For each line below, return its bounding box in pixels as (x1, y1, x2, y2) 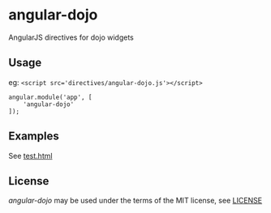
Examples (8, 130, 59, 143)
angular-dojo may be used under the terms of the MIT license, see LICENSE (8, 196, 263, 206)
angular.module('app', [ (8, 93, 92, 101)
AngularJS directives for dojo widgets (8, 32, 134, 42)
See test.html (8, 151, 53, 160)
